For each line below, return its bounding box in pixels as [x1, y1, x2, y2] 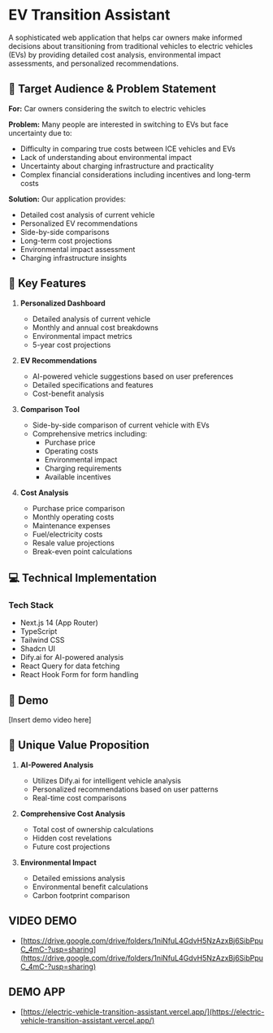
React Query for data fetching [19, 661, 120, 671]
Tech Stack [8, 599, 54, 610]
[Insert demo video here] [8, 715, 92, 725]
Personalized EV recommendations [19, 218, 138, 228]
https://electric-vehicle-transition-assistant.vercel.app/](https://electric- [23, 1006, 265, 1017]
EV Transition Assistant [8, 6, 171, 24]
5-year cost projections [32, 340, 111, 349]
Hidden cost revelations [32, 833, 112, 843]
